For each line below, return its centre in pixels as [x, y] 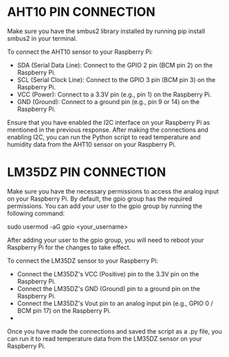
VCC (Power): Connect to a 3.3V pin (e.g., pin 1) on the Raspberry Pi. [114, 94]
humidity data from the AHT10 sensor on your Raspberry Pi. [92, 144]
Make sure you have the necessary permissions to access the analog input [113, 191]
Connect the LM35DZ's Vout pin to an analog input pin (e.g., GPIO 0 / [115, 303]
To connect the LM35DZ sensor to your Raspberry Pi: [83, 261]
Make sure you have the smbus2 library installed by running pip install [106, 31]
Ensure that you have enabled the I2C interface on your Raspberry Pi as [109, 122]
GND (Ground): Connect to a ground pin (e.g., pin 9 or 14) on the [108, 101]
